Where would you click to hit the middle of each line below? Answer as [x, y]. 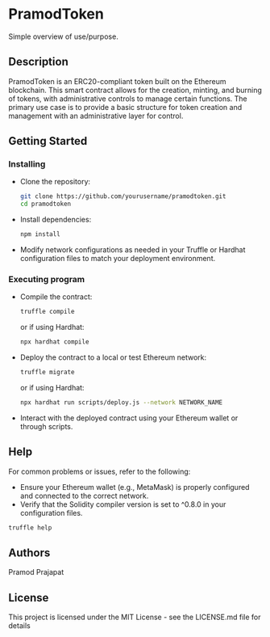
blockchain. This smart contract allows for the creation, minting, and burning [135, 90]
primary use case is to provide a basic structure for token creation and [125, 107]
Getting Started [48, 141]
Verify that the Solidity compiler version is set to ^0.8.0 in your [123, 504]
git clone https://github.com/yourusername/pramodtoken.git [123, 196]
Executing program [47, 279]
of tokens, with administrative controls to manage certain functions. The [128, 99]
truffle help [30, 527]
